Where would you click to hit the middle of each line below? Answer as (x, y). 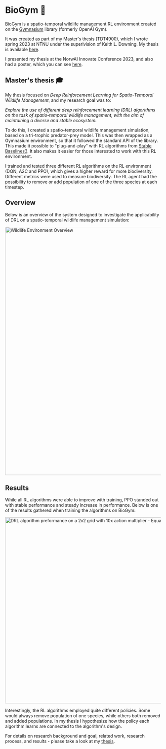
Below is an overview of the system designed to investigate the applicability (82, 214)
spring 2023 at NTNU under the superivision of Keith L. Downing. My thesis (82, 44)
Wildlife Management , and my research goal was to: (58, 100)
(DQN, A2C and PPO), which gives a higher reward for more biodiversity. (79, 171)
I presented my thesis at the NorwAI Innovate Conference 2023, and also (79, 59)
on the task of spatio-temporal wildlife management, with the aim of (75, 115)
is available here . (22, 49)
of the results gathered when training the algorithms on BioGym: (70, 510)
